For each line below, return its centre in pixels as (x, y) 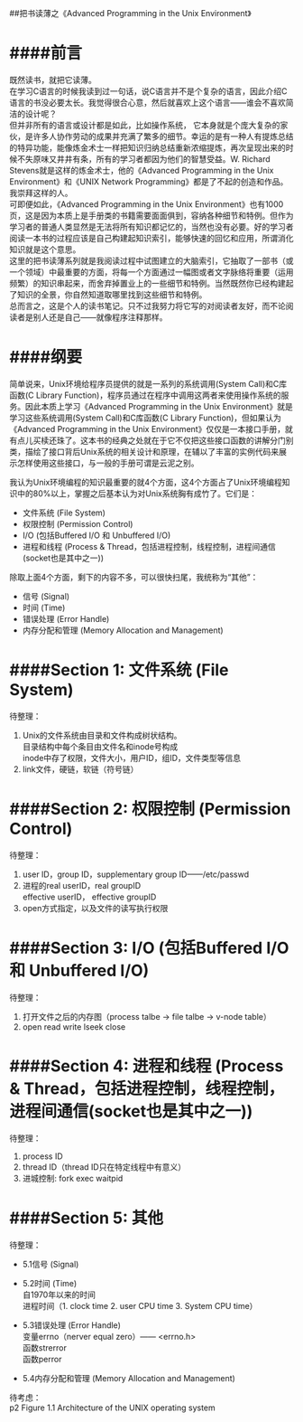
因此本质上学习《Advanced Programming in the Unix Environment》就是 (159, 406)
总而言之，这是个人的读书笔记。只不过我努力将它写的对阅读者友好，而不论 (147, 306)
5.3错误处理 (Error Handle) (72, 1325)
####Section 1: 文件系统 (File (119, 670)
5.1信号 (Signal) (50, 1264)
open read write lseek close (74, 1026)
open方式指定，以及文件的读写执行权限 (95, 908)
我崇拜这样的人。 (41, 193)
